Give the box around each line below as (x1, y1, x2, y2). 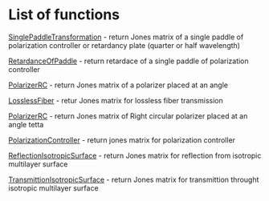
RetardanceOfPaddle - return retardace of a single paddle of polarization (8, 56, 249, 66)
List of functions (8, 6, 120, 24)
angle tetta (8, 119, 44, 129)
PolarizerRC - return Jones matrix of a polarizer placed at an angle (8, 80, 229, 90)
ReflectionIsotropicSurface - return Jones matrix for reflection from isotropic (8, 151, 262, 160)
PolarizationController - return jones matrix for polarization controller (8, 135, 235, 145)
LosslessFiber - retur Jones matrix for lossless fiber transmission (8, 95, 223, 105)
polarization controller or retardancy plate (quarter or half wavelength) (8, 40, 241, 50)
